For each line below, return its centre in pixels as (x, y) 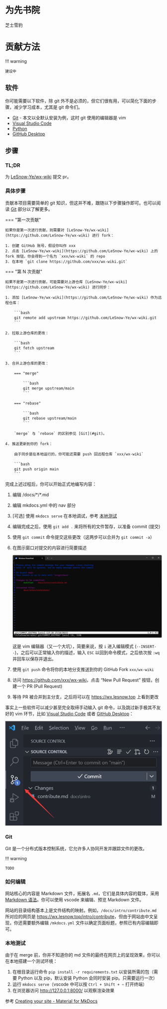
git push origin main (36, 469)
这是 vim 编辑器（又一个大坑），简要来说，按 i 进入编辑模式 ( (74, 646)
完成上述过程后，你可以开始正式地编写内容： (51, 484)
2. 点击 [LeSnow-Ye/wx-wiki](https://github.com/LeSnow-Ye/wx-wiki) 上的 (82, 251)
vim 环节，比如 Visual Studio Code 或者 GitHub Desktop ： (74, 713)
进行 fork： (103, 235)
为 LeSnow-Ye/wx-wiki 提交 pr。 (38, 177)
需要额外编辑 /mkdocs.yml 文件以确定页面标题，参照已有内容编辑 (88, 923)
